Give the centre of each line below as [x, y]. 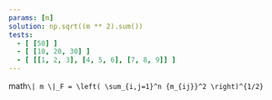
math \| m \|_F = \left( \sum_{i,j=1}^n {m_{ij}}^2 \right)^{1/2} [136, 86]
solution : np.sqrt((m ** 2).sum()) [76, 26]
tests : [21, 35]
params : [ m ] [31, 18]
